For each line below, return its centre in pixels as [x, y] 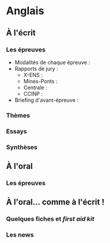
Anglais [25, 11]
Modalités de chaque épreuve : [52, 62]
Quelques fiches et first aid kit [50, 219]
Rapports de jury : [36, 69]
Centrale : [35, 88]
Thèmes [18, 115]
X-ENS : [33, 74]
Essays [17, 131]
